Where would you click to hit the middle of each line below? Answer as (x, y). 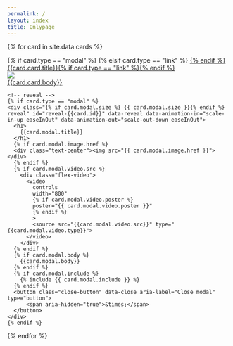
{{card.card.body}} (35, 82)
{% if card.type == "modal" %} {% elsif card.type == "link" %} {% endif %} (116, 60)
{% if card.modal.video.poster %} (83, 200)
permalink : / (26, 14)
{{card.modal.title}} (51, 132)
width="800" (50, 194)
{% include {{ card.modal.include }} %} (80, 280)
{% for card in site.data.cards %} (55, 47)
